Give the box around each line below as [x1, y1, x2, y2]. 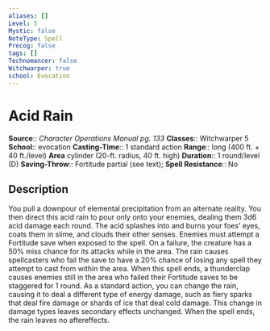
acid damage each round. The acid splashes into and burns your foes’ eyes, [8, 221, 260, 231]
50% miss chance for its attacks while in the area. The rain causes [8, 247, 229, 257]
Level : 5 [8, 19, 38, 27]
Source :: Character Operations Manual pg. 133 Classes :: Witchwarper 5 [8, 133, 249, 143]
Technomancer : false [8, 57, 78, 65]
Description [8, 182, 69, 196]
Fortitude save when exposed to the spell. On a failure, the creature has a [8, 238, 252, 248]
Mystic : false [8, 27, 56, 35]
